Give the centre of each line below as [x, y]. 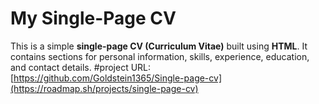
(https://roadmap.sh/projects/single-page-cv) [104, 88]
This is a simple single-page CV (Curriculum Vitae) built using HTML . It [159, 46]
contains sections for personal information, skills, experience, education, [160, 56]
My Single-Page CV [93, 18]
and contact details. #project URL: [81, 67]
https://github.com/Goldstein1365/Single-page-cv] [118, 78]
